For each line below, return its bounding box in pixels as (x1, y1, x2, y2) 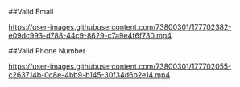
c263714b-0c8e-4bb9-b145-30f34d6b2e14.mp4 (8, 70, 171, 79)
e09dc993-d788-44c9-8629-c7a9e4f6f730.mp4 (8, 31, 172, 40)
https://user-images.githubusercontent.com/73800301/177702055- (8, 61, 232, 71)
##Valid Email (8, 7, 54, 16)
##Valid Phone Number (8, 46, 86, 55)
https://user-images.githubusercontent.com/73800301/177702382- (8, 22, 232, 31)
